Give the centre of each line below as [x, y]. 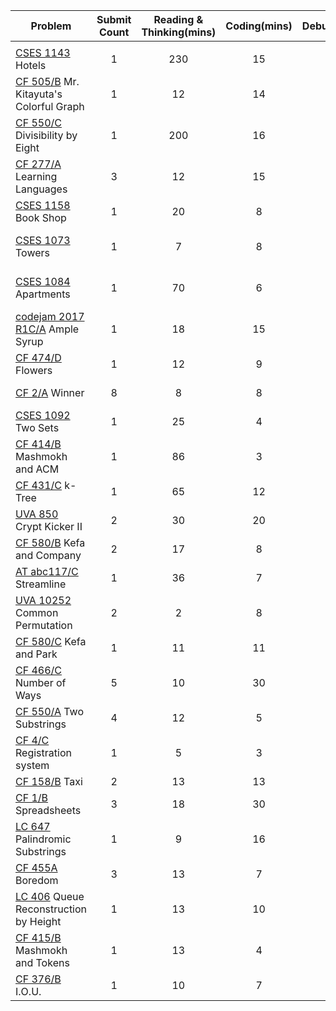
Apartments [43, 294]
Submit [114, 19]
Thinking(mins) [179, 32]
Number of [41, 682]
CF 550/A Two [49, 711]
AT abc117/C [47, 571]
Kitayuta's [39, 94]
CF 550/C [39, 122]
